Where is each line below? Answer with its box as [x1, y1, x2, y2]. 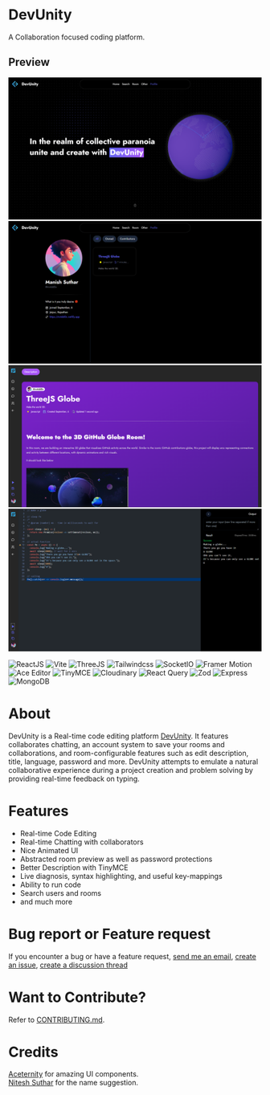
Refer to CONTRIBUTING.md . [8, 1015, 105, 1024]
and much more [19, 897, 73, 906]
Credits [8, 1043, 59, 1061]
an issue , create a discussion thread [8, 960, 129, 970]
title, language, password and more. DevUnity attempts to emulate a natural [8, 757, 259, 766]
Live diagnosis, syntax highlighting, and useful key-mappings [19, 871, 223, 880]
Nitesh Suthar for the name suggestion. [8, 1078, 139, 1088]
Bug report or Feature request [8, 925, 211, 943]
